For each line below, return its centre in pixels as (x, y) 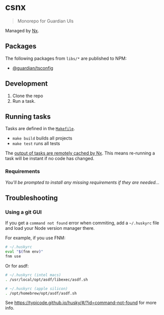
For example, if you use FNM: (35, 238)
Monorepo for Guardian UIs (45, 21)
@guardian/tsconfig (33, 68)
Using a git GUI (23, 212)
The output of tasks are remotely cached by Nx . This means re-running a (80, 153)
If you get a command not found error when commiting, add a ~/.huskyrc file (82, 223)
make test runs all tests (36, 144)
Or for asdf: (17, 266)
